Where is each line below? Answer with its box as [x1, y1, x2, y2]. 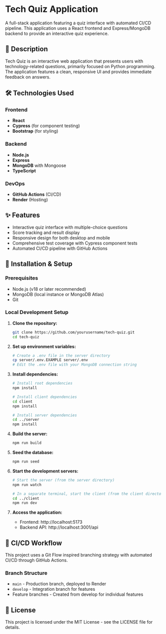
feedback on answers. [5, 74, 51, 80]
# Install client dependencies [12, 394, 77, 399]
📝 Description [5, 45, 48, 53]
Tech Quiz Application [5, 3, 98, 15]
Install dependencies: [12, 371, 58, 377]
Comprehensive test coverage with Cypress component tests [12, 240, 138, 246]
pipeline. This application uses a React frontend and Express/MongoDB [5, 25, 151, 31]
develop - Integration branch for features [12, 586, 96, 592]
